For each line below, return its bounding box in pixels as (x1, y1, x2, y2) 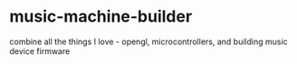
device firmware (9, 45, 71, 56)
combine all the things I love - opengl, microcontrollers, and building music (9, 36, 288, 47)
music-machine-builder (9, 6, 193, 27)
